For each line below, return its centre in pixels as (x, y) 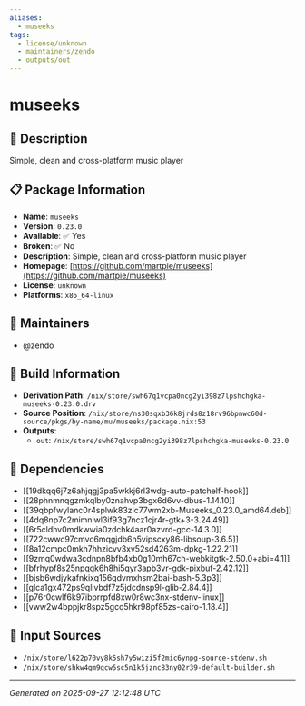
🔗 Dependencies (57, 469)
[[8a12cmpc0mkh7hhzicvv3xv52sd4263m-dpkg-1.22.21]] (130, 549)
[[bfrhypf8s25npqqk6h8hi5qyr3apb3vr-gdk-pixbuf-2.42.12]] (136, 568)
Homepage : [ (48, 265)
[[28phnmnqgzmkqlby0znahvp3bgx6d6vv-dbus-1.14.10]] (129, 501)
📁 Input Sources (55, 636)
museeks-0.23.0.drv (59, 404)
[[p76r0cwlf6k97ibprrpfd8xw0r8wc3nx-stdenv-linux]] (123, 597)
